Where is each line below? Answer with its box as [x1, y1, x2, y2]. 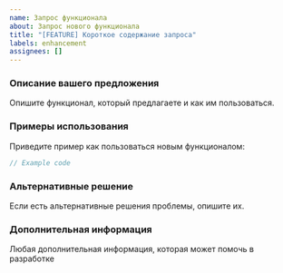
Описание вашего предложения [9, 77, 160, 90]
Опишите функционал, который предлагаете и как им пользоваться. [9, 97, 275, 109]
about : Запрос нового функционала [9, 22, 141, 31]
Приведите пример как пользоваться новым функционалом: [9, 141, 245, 151]
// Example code [9, 158, 71, 168]
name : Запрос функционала [9, 13, 107, 23]
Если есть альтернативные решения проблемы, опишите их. [9, 200, 245, 211]
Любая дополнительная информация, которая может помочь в [9, 244, 254, 255]
